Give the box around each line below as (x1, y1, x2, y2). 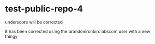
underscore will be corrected (5, 19, 63, 25)
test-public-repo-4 (5, 3, 83, 14)
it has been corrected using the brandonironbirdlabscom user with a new (5, 28, 151, 34)
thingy (5, 33, 18, 39)
